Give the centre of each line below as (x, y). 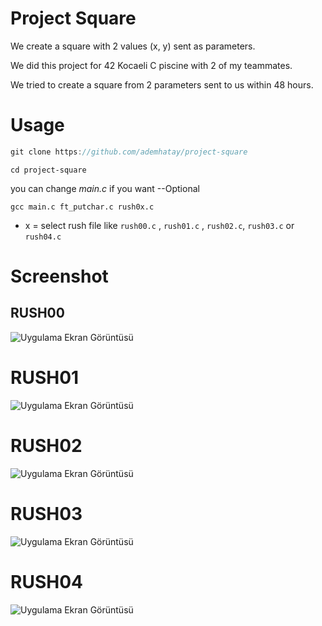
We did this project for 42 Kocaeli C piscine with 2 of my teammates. (151, 65)
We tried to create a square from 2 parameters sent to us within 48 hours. (162, 84)
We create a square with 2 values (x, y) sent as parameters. (133, 46)
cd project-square (48, 170)
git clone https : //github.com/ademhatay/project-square (129, 152)
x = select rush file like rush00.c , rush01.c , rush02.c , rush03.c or (159, 225)
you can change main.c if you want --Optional (105, 188)
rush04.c (43, 237)
